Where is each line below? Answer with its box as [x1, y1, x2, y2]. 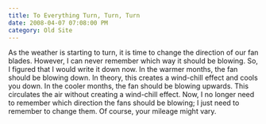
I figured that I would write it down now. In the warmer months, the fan [8, 65, 238, 74]
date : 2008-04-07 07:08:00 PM [8, 19, 109, 27]
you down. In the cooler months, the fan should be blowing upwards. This [8, 81, 249, 91]
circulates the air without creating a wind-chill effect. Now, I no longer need [8, 90, 255, 100]
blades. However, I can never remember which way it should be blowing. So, [8, 56, 258, 66]
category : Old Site [8, 26, 73, 34]
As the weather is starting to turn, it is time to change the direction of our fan [8, 48, 259, 58]
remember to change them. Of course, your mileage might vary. [8, 107, 217, 116]
